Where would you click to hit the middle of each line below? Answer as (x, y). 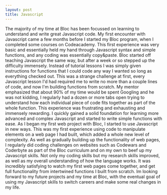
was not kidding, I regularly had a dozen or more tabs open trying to (75, 97)
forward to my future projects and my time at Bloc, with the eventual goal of (83, 177)
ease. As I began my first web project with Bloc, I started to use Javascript (82, 124)
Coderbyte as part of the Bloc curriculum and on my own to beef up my (79, 150)
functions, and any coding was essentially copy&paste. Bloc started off (78, 55)
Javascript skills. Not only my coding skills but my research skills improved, (83, 155)
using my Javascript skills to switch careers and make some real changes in (83, 182)
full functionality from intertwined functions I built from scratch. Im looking (82, 171)
